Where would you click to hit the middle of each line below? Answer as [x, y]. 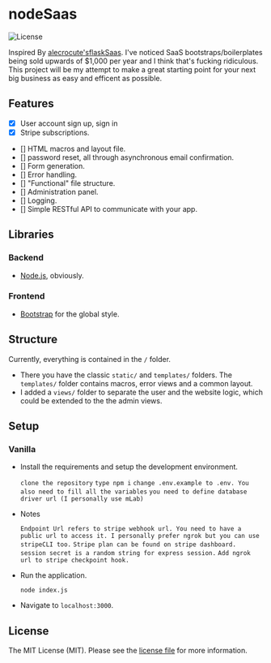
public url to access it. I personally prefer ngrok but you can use [140, 536]
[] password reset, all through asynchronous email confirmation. [127, 157]
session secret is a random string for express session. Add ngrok [135, 553]
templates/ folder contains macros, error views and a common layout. [136, 383]
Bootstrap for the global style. [70, 314]
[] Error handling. [49, 174]
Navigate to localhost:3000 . [67, 605]
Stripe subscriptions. [55, 132]
